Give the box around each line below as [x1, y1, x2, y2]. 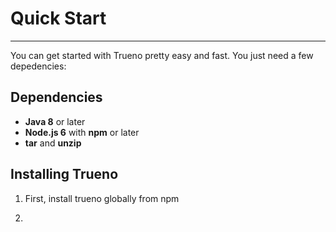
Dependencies [10, 89, 103, 106]
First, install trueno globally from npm [24, 192, 180, 204]
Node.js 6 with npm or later [24, 126, 140, 138]
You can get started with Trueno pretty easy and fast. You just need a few [10, 49, 314, 61]
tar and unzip [24, 137, 82, 149]
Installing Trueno [10, 166, 119, 183]
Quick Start [10, 7, 107, 30]
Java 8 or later [24, 115, 86, 127]
